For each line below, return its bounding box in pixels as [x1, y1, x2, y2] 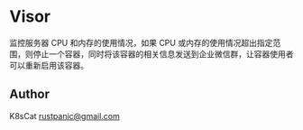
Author [9, 87, 50, 102]
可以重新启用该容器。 [9, 60, 88, 70]
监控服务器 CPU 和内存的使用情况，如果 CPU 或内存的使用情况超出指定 [9, 37, 273, 48]
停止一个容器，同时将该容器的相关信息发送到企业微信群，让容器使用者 [32, 48, 294, 60]
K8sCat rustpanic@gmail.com [9, 110, 120, 121]
